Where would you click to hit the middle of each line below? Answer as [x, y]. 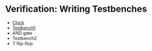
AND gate [22, 33]
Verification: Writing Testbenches [76, 9]
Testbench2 [24, 38]
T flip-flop [22, 43]
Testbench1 [24, 27]
